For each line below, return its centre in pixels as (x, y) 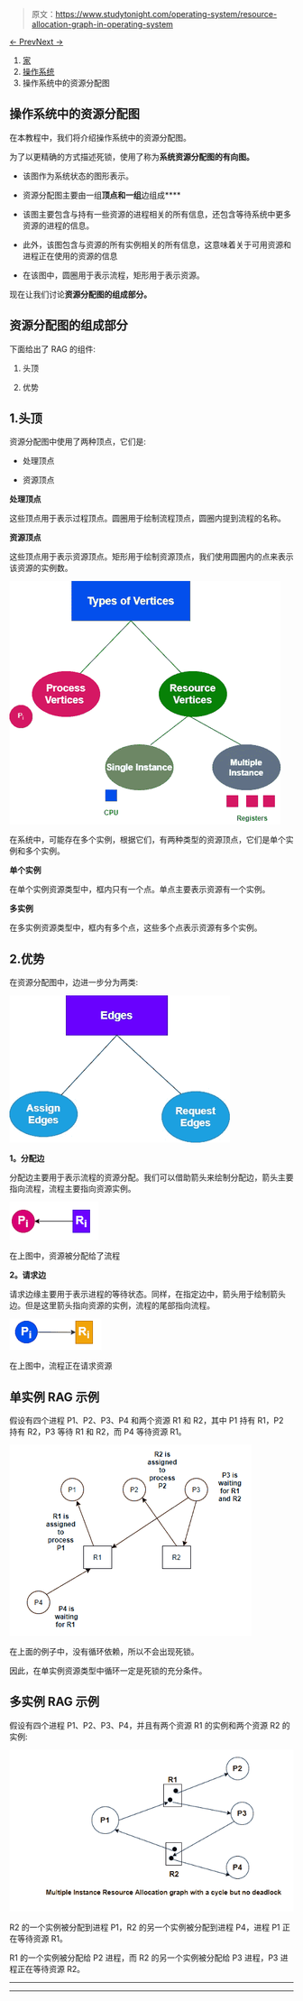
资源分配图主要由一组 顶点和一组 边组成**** (101, 195)
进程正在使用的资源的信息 (70, 255)
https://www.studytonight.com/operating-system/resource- (166, 14)
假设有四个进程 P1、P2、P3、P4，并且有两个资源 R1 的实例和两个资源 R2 (145, 1725)
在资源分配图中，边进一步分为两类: (74, 982)
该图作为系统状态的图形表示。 (78, 176)
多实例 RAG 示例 (55, 1702)
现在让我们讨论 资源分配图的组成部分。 (80, 294)
